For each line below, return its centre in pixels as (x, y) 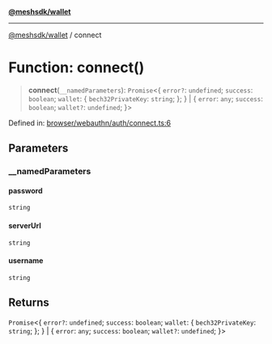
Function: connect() (76, 68)
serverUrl (25, 226)
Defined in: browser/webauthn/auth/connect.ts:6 (90, 123)
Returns (29, 303)
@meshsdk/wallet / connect (55, 35)
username (26, 261)
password (25, 190)
